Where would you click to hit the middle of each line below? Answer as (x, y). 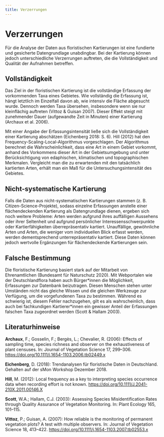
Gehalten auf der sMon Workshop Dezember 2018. (56, 369)
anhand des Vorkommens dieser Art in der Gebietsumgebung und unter (77, 153)
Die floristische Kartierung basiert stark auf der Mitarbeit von (67, 270)
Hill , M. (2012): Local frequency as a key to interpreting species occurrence (81, 379)
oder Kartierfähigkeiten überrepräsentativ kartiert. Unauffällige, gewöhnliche (82, 227)
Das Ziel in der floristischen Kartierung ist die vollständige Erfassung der (78, 91)
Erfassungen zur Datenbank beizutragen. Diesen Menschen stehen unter (79, 285)
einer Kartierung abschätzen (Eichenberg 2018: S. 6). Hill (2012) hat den (78, 137)
